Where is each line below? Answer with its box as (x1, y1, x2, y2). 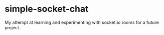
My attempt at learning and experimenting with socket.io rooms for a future (4, 19, 159, 25)
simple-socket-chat (4, 3, 89, 15)
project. (4, 24, 21, 30)
